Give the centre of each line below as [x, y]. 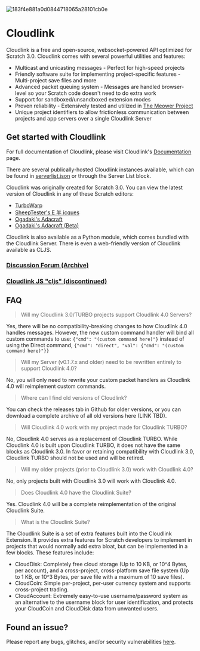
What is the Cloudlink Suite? [55, 522]
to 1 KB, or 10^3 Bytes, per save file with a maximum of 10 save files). [99, 577]
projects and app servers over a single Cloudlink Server [83, 118]
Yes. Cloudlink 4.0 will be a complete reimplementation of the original [91, 504]
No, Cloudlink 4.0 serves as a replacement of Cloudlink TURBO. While [92, 439]
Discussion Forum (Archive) [47, 265]
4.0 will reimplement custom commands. [56, 386]
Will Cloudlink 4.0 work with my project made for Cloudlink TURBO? [104, 427]
